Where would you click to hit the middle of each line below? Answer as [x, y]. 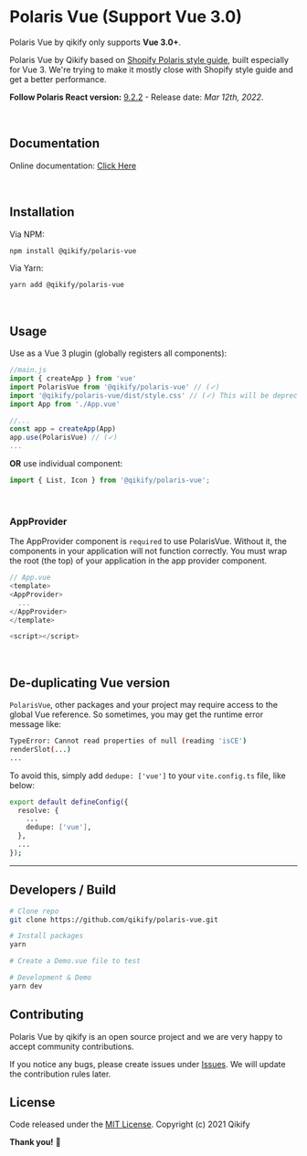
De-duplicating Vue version [90, 683]
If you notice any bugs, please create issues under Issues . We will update [148, 1064]
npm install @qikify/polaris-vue [73, 251]
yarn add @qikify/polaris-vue [67, 285]
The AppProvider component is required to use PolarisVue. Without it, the [148, 541]
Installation [42, 212]
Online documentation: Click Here [73, 166]
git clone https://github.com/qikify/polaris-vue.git [114, 920]
